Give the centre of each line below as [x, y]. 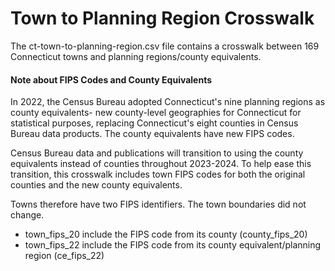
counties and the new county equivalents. [96, 185]
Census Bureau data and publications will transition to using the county [157, 153]
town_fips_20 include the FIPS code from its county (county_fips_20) [166, 234]
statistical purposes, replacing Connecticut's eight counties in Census [154, 123]
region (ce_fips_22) [64, 256]
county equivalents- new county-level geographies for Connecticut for [156, 113]
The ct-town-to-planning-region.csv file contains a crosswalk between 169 [165, 46]
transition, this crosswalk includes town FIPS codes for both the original [158, 174]
